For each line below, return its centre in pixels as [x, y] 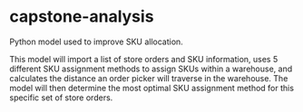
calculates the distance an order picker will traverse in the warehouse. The [149, 78]
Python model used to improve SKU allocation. [96, 42]
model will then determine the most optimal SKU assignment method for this [152, 88]
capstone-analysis [82, 17]
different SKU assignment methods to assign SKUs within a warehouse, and [151, 69]
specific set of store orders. [61, 98]
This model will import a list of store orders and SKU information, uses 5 [144, 59]
